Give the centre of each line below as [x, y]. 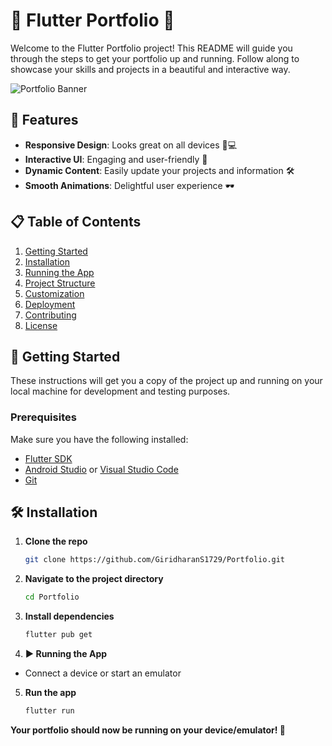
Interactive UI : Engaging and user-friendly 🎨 [116, 159]
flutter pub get [58, 635]
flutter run [49, 711]
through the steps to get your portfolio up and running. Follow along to [155, 58]
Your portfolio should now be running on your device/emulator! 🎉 [148, 730]
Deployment [50, 304]
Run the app [50, 693]
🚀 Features [44, 120]
